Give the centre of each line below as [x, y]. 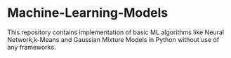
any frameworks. [32, 47]
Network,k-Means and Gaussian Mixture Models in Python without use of [113, 39]
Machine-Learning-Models [88, 13]
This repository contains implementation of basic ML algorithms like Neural [116, 32]
